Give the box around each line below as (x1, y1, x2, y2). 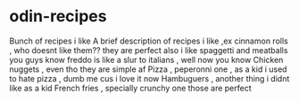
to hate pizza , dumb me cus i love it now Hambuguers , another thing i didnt (9, 73, 290, 83)
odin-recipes (9, 6, 107, 27)
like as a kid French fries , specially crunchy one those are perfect (9, 82, 252, 93)
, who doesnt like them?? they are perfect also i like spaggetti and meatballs (9, 44, 288, 55)
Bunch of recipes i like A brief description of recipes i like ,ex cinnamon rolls (9, 35, 288, 46)
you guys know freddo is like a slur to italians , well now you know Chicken (9, 54, 284, 65)
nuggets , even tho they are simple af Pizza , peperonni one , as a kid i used (9, 64, 287, 75)
